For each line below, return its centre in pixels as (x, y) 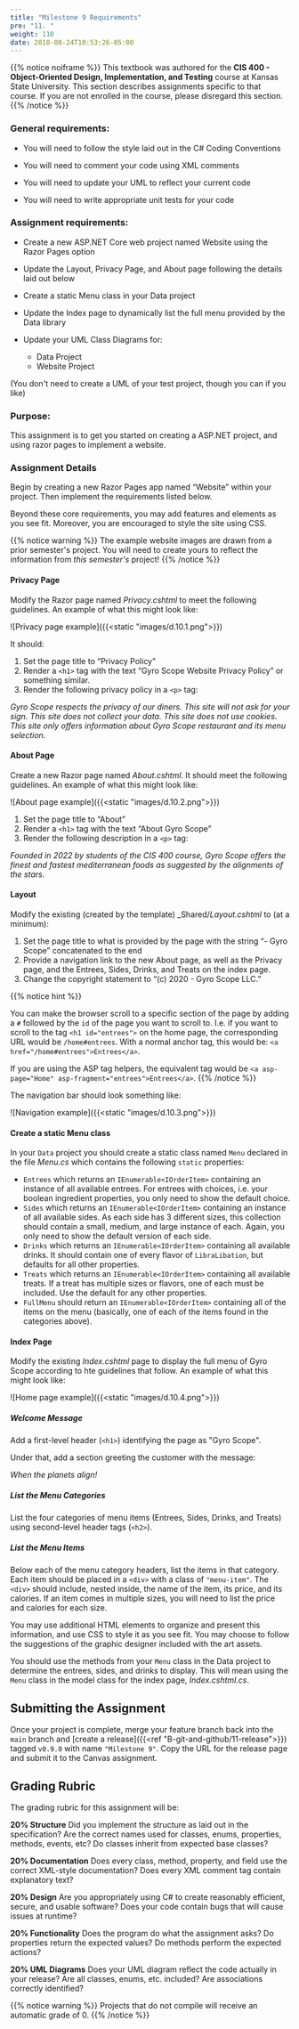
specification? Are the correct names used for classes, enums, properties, (146, 1834)
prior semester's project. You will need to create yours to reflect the (134, 550)
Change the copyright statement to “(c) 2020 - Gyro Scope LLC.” (142, 979)
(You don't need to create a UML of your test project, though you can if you (148, 383)
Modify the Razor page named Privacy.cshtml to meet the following (133, 600)
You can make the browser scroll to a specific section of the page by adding (150, 1014)
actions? (26, 1952)
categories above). (57, 1321)
